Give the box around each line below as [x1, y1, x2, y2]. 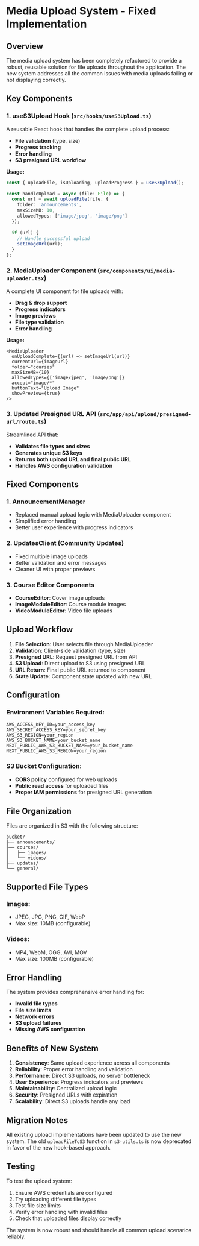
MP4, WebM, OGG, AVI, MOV [14, 948, 87, 956]
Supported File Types [6, 881, 88, 892]
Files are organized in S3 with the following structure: [6, 822, 138, 829]
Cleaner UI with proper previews [14, 565, 96, 573]
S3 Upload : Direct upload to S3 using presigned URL [14, 659, 145, 667]
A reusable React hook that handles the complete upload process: [6, 125, 170, 133]
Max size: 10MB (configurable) [14, 920, 91, 927]
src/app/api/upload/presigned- [99, 411, 191, 418]
